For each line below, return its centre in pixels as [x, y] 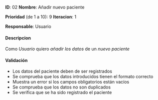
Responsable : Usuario [28, 26]
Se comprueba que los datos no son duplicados [62, 87]
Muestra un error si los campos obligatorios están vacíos [71, 82]
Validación [16, 60]
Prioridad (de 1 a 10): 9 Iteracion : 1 [41, 17]
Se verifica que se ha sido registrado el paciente [62, 93]
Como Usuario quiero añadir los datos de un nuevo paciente [67, 49]
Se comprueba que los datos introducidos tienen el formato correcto [83, 77]
